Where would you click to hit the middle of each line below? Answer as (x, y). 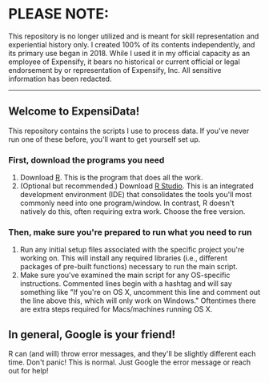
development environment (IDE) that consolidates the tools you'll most (136, 195)
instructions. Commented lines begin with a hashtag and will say (126, 284)
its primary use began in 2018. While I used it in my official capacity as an (129, 53)
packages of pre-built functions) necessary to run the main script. (128, 267)
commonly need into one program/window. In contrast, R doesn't (127, 203)
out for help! (28, 371)
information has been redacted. (60, 79)
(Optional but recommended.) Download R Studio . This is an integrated (137, 186)
